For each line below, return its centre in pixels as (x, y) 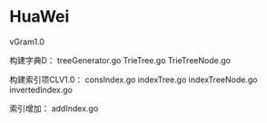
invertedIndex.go (41, 90)
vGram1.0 (27, 42)
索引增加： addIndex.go (54, 108)
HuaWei (40, 17)
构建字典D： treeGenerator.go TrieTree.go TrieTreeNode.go (120, 60)
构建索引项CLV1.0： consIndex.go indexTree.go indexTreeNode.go (133, 80)
